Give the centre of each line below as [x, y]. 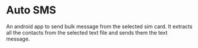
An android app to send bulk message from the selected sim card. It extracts [99, 26]
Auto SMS [31, 10]
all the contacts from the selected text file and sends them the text [87, 32]
